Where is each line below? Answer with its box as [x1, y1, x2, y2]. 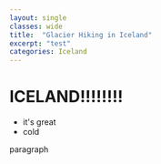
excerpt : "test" [9, 38, 71, 48]
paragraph [9, 144, 49, 155]
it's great [22, 117, 56, 128]
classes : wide [9, 22, 64, 31]
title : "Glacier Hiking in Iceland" [9, 30, 153, 39]
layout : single [9, 13, 67, 23]
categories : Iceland [9, 47, 88, 56]
